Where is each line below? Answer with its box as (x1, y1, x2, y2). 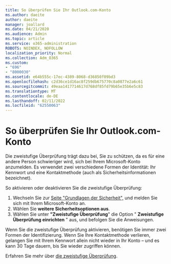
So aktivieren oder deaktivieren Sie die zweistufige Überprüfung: (5, 185, 142, 191)
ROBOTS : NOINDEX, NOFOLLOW (5, 46, 63, 51)
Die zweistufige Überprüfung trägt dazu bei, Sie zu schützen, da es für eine (5, 153, 165, 159)
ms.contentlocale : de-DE (5, 93, 58, 99)
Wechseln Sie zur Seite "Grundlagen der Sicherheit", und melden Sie (12, 195, 158, 201)
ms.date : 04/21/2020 (5, 27, 50, 32)
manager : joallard (5, 22, 45, 27)
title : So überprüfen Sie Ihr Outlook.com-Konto (5, 7, 111, 13)
